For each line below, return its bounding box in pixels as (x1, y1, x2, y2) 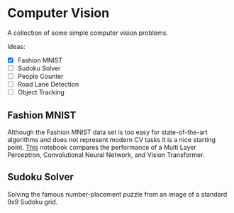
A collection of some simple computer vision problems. (7, 28, 169, 37)
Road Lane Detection (17, 80, 79, 89)
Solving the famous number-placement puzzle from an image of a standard (7, 190, 228, 198)
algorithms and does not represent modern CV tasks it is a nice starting (7, 136, 216, 144)
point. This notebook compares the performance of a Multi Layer (7, 143, 196, 152)
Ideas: (7, 42, 26, 50)
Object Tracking (17, 88, 65, 97)
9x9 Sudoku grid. (7, 197, 58, 206)
